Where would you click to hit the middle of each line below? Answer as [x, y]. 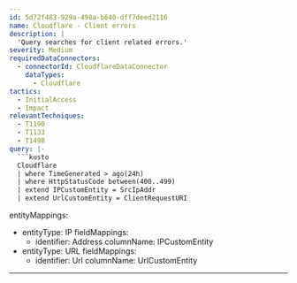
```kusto [33, 157]
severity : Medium [41, 50]
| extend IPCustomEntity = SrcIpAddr [87, 190]
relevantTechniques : [47, 116]
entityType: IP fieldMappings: [75, 232]
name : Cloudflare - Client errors [73, 26]
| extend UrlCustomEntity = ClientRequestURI [103, 199]
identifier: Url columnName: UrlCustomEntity [116, 260]
